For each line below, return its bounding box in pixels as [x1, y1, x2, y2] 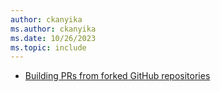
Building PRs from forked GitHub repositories [24, 70, 211, 82]
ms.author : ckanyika [10, 24, 97, 34]
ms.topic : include [10, 42, 87, 53]
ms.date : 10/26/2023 [10, 33, 97, 43]
